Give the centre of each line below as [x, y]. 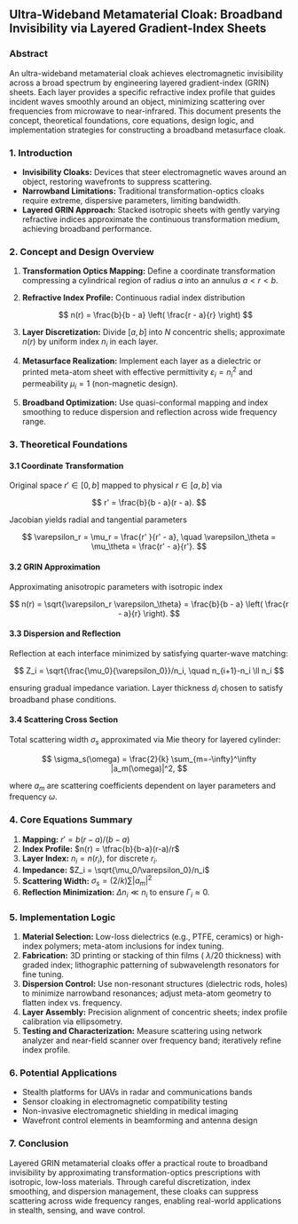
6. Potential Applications [63, 1073]
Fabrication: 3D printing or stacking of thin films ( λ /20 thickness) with [151, 956]
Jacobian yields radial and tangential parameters [98, 520]
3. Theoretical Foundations [69, 445]
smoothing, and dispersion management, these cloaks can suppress [134, 1191]
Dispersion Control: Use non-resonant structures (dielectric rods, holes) [155, 984]
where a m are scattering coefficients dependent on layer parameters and [143, 787]
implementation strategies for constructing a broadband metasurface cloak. [148, 130]
